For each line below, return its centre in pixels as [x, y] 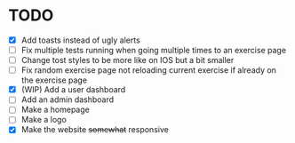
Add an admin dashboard [68, 99]
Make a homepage [55, 110]
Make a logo [44, 120]
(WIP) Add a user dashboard [73, 90]
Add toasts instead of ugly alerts [81, 40]
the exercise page [54, 80]
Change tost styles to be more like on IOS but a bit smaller [128, 60]
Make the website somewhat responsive [95, 130]
